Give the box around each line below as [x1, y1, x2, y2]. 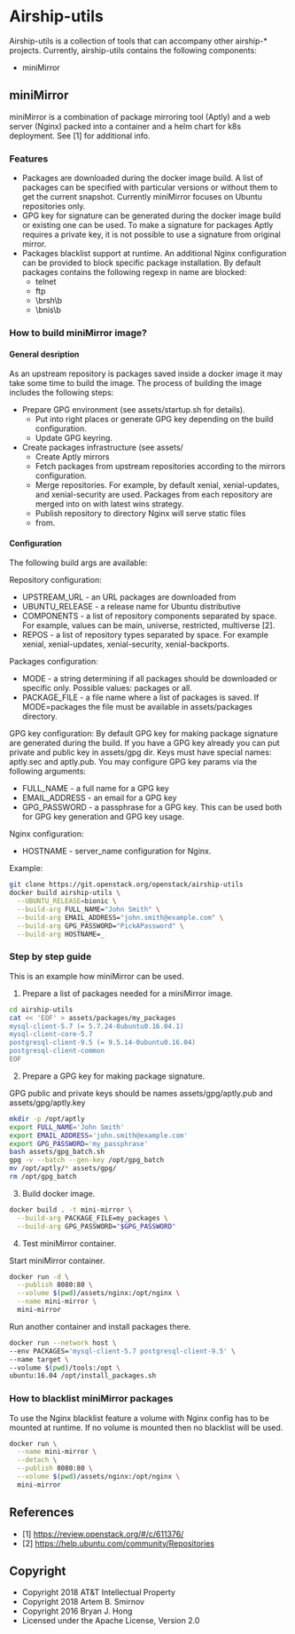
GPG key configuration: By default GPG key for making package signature [9, 728, 279, 739]
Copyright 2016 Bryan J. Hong [21, 1606, 133, 1616]
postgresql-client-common [9, 1047, 105, 1056]
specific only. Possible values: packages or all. [21, 683, 192, 694]
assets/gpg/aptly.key [9, 1097, 86, 1108]
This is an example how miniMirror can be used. [9, 970, 184, 981]
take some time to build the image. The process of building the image [9, 378, 262, 389]
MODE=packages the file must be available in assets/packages [21, 702, 252, 712]
